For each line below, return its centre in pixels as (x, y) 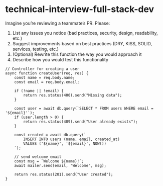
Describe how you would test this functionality (60, 59)
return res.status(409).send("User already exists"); (80, 122)
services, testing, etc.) (36, 49)
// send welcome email (38, 157)
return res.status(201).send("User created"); (64, 174)
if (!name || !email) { (39, 91)
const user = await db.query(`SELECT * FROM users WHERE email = (84, 108)
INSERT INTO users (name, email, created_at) (72, 139)
